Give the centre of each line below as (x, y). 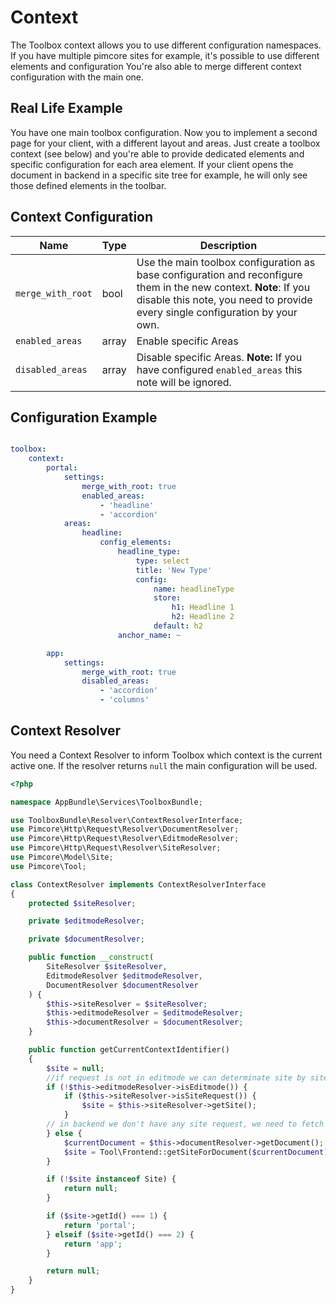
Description (228, 245)
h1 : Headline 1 (203, 607)
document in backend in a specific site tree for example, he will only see (159, 175)
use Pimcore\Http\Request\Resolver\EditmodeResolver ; (125, 839)
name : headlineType (194, 589)
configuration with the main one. (77, 77)
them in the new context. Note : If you (223, 287)
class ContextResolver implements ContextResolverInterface (138, 884)
